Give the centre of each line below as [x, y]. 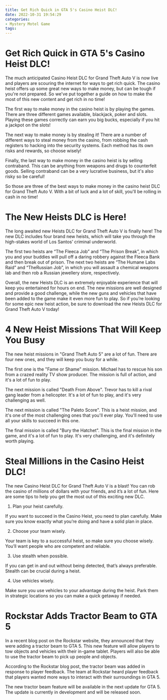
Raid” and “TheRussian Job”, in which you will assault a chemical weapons [82, 267]
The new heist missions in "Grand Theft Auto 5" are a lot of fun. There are [81, 354]
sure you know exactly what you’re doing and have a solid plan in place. [79, 521]
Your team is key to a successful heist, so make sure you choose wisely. [79, 541]
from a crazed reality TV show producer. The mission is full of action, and [81, 374]
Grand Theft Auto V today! [32, 309]
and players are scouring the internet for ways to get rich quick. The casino [83, 83]
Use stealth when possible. [40, 556]
